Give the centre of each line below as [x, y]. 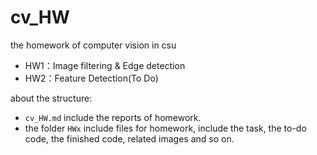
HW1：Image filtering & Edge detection [105, 65]
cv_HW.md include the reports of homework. [113, 117]
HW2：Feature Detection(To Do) [91, 78]
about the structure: [51, 98]
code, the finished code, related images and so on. [129, 138]
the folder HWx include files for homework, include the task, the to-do [165, 128]
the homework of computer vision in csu [93, 45]
